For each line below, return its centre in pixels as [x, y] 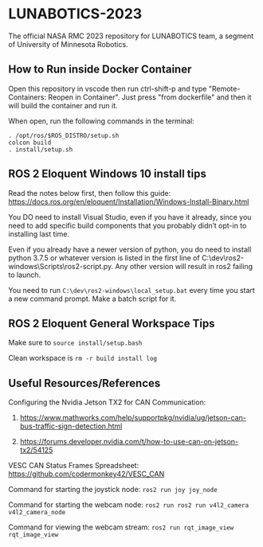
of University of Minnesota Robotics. [69, 44]
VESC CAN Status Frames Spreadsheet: [74, 466]
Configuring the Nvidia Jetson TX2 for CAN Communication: [107, 402]
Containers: [27, 97]
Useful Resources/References [84, 383]
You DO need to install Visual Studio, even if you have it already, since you [130, 217]
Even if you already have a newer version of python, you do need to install [130, 249]
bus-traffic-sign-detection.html [71, 426]
